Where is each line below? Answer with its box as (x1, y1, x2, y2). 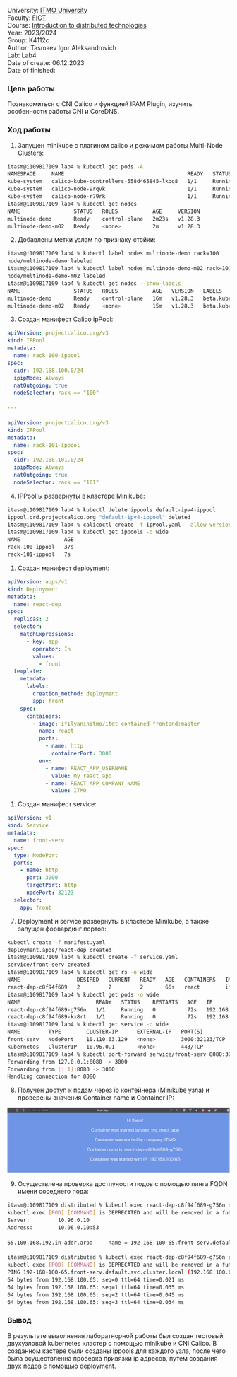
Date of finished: (7, 66, 56, 74)
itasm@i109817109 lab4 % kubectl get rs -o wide (7, 969, 153, 976)
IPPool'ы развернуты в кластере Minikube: (17, 492, 146, 500)
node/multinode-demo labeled (7, 257, 93, 265)
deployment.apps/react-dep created (7, 946, 112, 953)
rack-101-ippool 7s (7, 551, 71, 558)
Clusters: (17, 149, 44, 157)
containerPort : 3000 (51, 750, 112, 757)
